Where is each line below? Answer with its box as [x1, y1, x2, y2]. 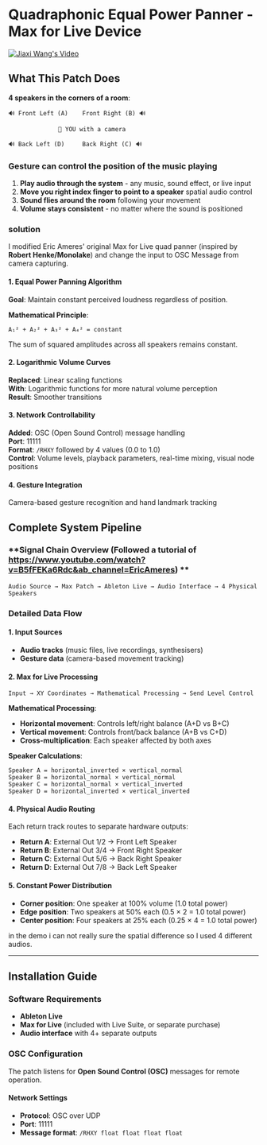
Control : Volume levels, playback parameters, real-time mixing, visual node [8, 453, 255, 463]
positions [8, 461, 38, 471]
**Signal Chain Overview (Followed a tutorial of [8, 545, 197, 556]
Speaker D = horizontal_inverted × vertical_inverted [8, 787, 191, 796]
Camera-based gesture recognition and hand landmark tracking [8, 498, 217, 507]
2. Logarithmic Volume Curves [8, 358, 111, 367]
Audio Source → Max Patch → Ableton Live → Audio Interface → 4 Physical [8, 582, 258, 590]
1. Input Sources [8, 627, 63, 637]
